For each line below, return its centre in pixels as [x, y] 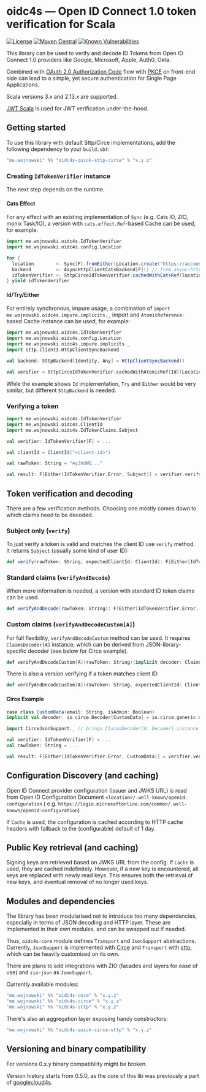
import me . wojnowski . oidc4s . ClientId [55, 425]
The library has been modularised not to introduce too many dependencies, [102, 916]
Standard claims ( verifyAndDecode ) [58, 578]
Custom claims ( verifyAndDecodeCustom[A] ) [71, 625]
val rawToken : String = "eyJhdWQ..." [55, 463]
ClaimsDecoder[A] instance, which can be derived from [75, 644]
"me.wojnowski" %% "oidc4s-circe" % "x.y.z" [64, 1001]
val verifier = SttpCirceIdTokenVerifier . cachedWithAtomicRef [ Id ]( [94, 372]
